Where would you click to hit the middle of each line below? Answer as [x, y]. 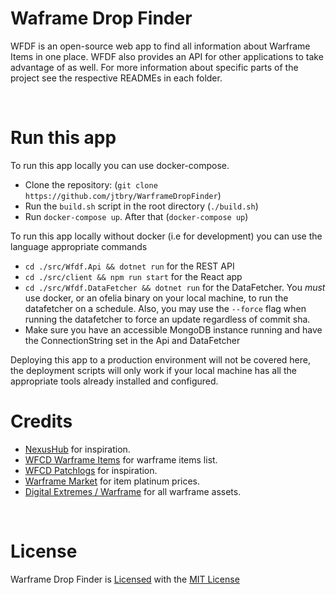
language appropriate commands [79, 246]
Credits [41, 421]
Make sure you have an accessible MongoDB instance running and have [173, 329]
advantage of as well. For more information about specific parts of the [154, 67]
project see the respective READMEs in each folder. [116, 78]
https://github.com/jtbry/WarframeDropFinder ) [123, 195]
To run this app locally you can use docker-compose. [120, 165]
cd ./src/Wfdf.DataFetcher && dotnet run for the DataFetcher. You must [175, 287]
